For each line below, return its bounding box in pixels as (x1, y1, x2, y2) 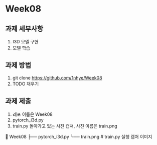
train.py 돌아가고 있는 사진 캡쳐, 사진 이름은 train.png (12, 123, 118, 129)
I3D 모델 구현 (12, 39, 39, 44)
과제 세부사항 (5, 24, 44, 33)
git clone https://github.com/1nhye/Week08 (12, 75, 102, 81)
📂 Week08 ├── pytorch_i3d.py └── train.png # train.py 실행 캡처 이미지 (5, 133, 152, 139)
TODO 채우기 (12, 81, 39, 87)
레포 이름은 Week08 (12, 111, 53, 117)
